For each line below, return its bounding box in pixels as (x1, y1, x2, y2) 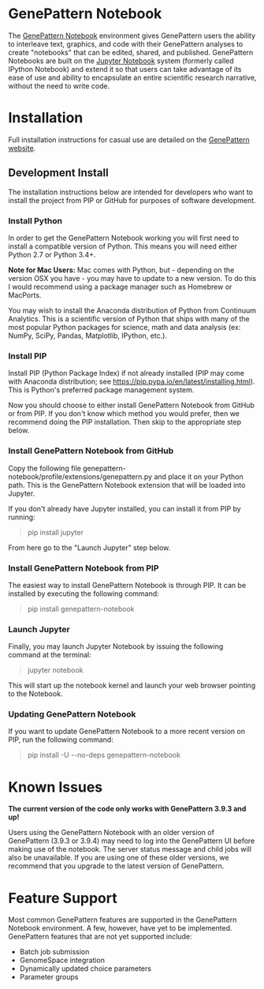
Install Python (8, 215, 63, 226)
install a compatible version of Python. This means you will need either (8, 242, 238, 251)
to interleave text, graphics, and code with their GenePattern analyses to (8, 39, 244, 48)
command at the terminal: (8, 650, 92, 660)
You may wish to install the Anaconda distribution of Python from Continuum (8, 305, 256, 315)
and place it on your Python (153, 471, 244, 481)
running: (8, 512, 35, 522)
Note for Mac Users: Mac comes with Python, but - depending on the (8, 265, 235, 275)
